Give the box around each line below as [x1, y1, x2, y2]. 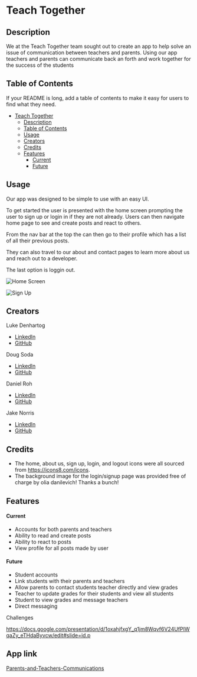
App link [6, 649, 37, 659]
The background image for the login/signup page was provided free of [14, 472, 186, 480]
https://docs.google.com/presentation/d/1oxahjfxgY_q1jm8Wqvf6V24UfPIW [6, 626, 190, 633]
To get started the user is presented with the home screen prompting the [6, 206, 183, 213]
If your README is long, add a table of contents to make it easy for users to [6, 94, 189, 101]
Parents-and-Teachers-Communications [6, 665, 104, 672]
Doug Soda [6, 351, 34, 358]
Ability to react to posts [14, 538, 72, 545]
